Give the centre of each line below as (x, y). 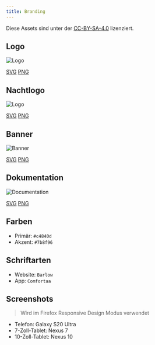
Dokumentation (35, 178)
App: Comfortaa (33, 281)
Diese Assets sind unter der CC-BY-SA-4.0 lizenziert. (70, 28)
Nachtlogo (26, 90)
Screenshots (30, 299)
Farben (19, 222)
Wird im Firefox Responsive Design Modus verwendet (85, 313)
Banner (20, 134)
